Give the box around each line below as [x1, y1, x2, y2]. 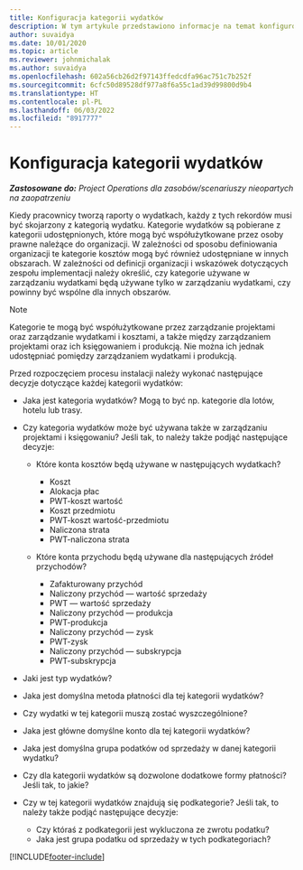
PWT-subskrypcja [49, 656, 117, 667]
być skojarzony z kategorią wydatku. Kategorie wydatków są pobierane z [9, 220, 281, 230]
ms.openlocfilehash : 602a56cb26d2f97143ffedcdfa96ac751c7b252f [9, 72, 252, 81]
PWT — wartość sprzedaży [49, 598, 151, 609]
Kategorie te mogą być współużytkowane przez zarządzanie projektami [9, 322, 276, 332]
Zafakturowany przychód [49, 579, 143, 590]
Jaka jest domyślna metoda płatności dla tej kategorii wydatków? [22, 690, 264, 701]
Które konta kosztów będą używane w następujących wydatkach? [35, 459, 281, 470]
